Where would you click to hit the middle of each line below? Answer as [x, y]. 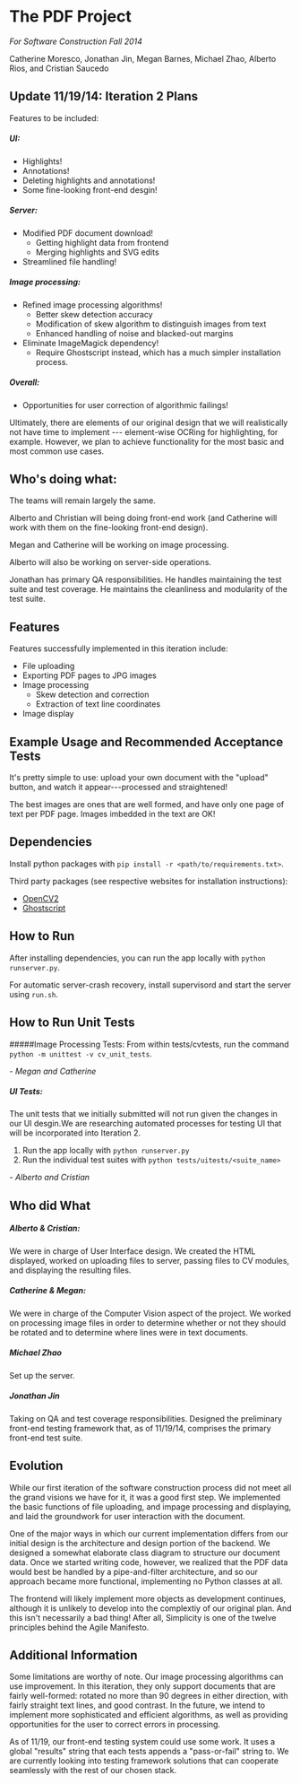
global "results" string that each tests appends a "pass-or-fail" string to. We [149, 1752]
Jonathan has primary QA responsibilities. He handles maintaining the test [146, 579]
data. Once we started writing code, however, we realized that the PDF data [149, 1562]
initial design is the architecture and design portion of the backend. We [140, 1543]
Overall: [25, 382]
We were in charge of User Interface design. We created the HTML [133, 1251]
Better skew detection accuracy [94, 314]
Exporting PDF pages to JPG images [89, 675]
